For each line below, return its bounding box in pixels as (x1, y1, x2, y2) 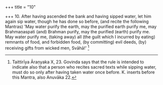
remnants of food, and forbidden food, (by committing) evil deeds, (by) (5, 39, 147, 45)
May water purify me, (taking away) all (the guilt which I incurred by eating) (5, 34, 156, 40)
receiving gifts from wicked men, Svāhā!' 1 (5, 44, 90, 51)
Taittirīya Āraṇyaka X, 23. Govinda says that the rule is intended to (12, 59, 144, 65)
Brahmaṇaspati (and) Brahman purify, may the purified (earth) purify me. (5, 29, 150, 34)
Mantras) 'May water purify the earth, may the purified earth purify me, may (5, 24, 157, 29)
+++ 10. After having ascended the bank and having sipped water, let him (5, 14, 151, 19)
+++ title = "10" (5, 4, 36, 10)
